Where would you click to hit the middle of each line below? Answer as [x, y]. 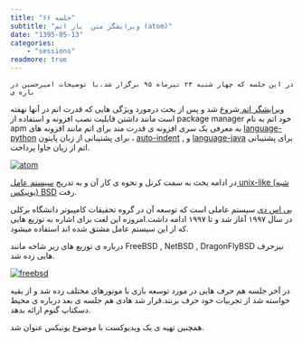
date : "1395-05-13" [47, 34]
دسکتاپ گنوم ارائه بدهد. [51, 310]
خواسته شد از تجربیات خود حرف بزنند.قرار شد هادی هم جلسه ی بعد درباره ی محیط [150, 300]
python [24, 138]
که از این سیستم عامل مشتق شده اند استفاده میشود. [99, 228]
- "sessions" [51, 51]
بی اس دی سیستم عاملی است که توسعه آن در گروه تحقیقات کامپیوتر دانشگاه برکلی [151, 209]
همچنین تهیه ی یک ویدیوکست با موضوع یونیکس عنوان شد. [107, 327]
